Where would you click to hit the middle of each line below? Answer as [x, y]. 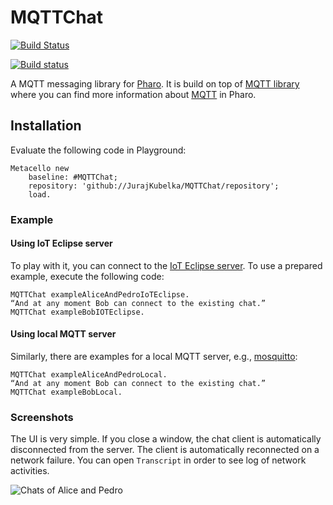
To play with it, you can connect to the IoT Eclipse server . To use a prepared [166, 265]
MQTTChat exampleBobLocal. [66, 392]
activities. [30, 471]
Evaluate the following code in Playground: [98, 150]
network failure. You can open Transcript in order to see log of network [158, 460]
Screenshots [42, 417]
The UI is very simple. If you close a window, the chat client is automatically [166, 439]
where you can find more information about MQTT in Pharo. [133, 94]
